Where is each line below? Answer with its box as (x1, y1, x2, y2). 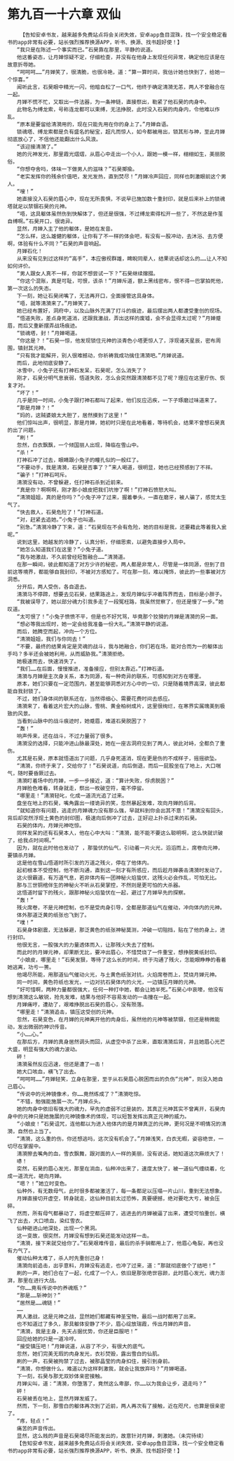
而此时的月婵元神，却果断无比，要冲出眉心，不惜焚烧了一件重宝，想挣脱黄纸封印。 (16, 948, 221, 956)
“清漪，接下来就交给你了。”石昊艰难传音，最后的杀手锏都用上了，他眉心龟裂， (16, 1240, 208, 1247)
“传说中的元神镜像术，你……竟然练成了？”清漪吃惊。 (16, 1090, 144, 1097)
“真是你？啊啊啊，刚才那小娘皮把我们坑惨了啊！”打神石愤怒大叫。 (16, 486, 180, 494)
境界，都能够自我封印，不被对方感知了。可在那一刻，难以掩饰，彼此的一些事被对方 (22, 568, 226, 576)
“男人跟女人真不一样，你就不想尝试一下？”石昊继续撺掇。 (16, 270, 159, 277)
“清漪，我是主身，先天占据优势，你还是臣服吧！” (16, 1328, 138, 1335)
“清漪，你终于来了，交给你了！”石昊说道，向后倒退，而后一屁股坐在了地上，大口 (16, 762, 216, 769)
